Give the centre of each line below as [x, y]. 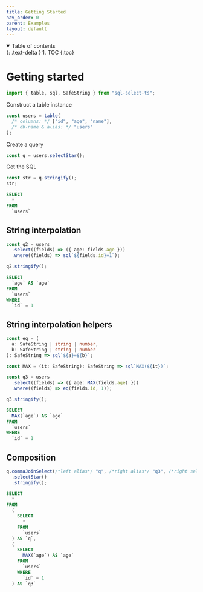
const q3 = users [28, 377]
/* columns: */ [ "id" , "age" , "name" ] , [62, 121]
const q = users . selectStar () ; [46, 155]
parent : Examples [28, 23]
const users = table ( [34, 116]
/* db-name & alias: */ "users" [53, 127]
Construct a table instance [39, 105]
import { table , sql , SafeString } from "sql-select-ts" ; [81, 93]
